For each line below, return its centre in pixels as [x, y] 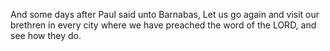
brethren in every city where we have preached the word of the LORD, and [163, 25]
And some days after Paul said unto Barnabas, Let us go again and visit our [165, 14]
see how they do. [46, 35]
